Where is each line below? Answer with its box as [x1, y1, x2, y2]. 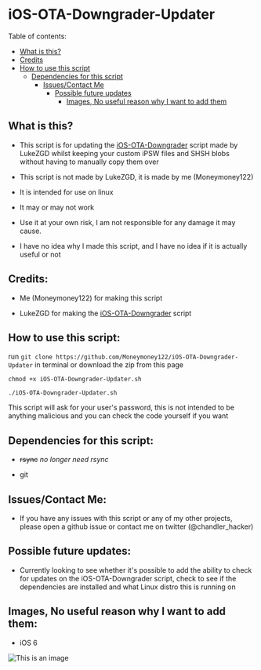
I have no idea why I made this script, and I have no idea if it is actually [19, 241, 248, 250]
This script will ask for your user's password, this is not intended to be [8, 402, 235, 413]
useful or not [19, 249, 61, 259]
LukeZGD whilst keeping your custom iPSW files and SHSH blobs [19, 148, 230, 158]
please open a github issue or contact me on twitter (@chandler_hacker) [19, 522, 254, 531]
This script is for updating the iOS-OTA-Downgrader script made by [19, 140, 238, 150]
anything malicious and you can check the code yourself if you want [8, 411, 229, 421]
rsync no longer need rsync [19, 455, 109, 464]
